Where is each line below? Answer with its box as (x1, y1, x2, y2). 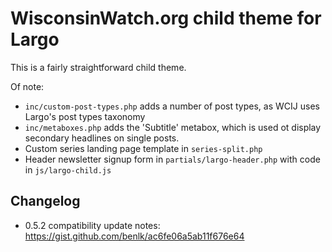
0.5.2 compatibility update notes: (24, 219, 161, 231)
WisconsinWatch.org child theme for (10, 7, 322, 30)
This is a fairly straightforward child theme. (10, 61, 187, 73)
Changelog (10, 193, 81, 210)
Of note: (10, 80, 45, 92)
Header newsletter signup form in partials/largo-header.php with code (24, 153, 321, 165)
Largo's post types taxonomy (24, 110, 146, 122)
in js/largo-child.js (24, 163, 112, 176)
